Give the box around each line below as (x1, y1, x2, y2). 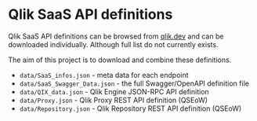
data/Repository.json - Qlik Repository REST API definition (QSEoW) (19, 104, 242, 113)
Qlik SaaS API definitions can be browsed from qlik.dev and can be (8, 31, 224, 41)
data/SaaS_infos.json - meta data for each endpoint (19, 70, 190, 79)
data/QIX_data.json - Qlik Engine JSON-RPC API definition (19, 86, 209, 96)
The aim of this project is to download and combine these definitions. (8, 55, 232, 64)
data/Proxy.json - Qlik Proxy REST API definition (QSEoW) (19, 95, 208, 104)
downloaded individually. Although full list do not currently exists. (8, 39, 219, 49)
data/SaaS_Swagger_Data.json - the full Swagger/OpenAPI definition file (19, 79, 249, 88)
